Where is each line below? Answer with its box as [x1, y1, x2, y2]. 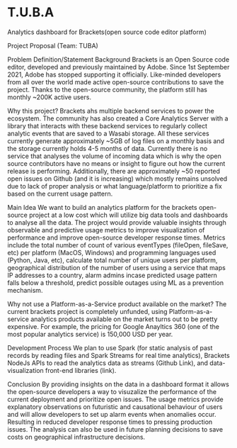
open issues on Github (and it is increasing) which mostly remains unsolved [7, 174, 228, 183]
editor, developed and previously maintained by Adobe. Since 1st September [7, 62, 230, 71]
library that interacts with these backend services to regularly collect [7, 121, 207, 130]
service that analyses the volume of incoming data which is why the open [7, 152, 221, 160]
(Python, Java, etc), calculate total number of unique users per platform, [7, 256, 218, 264]
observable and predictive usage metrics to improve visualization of [7, 225, 205, 234]
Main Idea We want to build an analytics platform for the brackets [7, 203, 197, 211]
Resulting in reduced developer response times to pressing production [7, 418, 213, 426]
